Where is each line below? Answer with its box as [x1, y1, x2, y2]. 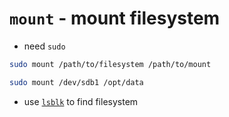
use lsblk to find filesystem [23, 95, 139, 107]
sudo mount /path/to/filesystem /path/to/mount [9, 59, 212, 69]
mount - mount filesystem [9, 7, 221, 30]
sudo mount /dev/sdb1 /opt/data [9, 77, 144, 87]
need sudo [23, 40, 66, 52]
